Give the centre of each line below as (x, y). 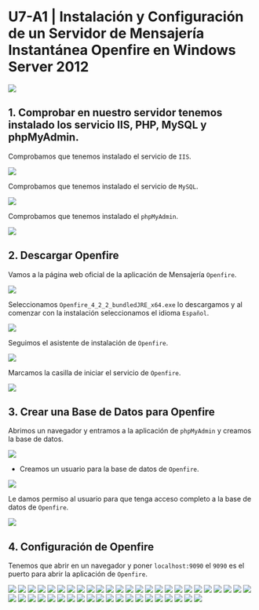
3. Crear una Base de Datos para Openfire (112, 412)
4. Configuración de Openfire (81, 547)
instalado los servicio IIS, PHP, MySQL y (108, 125)
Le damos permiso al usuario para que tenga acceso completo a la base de (130, 499)
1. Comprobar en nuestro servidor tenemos (115, 113)
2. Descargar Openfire (64, 256)
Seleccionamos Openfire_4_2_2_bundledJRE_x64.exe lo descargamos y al (126, 304)
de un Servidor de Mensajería (106, 33)
